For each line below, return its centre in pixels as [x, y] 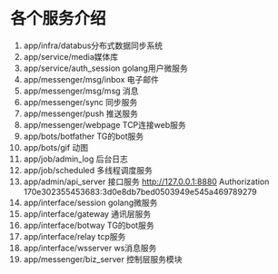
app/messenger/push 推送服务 [81, 113]
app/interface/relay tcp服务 [74, 236]
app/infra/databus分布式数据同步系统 [93, 45]
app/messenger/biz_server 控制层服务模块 [103, 259]
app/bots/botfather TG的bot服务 [84, 136]
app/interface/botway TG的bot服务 [89, 225]
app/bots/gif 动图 [56, 147]
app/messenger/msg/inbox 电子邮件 [91, 79]
